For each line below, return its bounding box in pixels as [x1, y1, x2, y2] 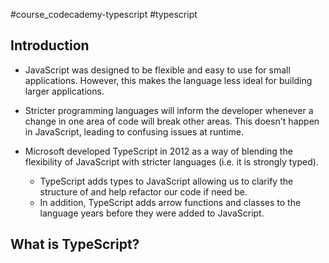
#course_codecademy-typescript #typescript [10, 9, 198, 20]
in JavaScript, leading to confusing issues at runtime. [24, 125, 244, 138]
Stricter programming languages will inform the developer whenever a [24, 104, 314, 116]
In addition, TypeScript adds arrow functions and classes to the [39, 196, 302, 208]
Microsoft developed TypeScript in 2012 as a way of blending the [24, 145, 293, 157]
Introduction [10, 37, 90, 54]
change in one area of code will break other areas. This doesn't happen [24, 115, 320, 127]
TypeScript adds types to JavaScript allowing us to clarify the [39, 175, 294, 187]
